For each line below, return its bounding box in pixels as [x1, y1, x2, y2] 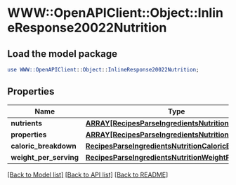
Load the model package [7, 48, 118, 60]
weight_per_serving [11, 152, 79, 162]
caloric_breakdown [11, 141, 77, 151]
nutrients [11, 118, 42, 128]
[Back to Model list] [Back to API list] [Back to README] [7, 170, 169, 179]
